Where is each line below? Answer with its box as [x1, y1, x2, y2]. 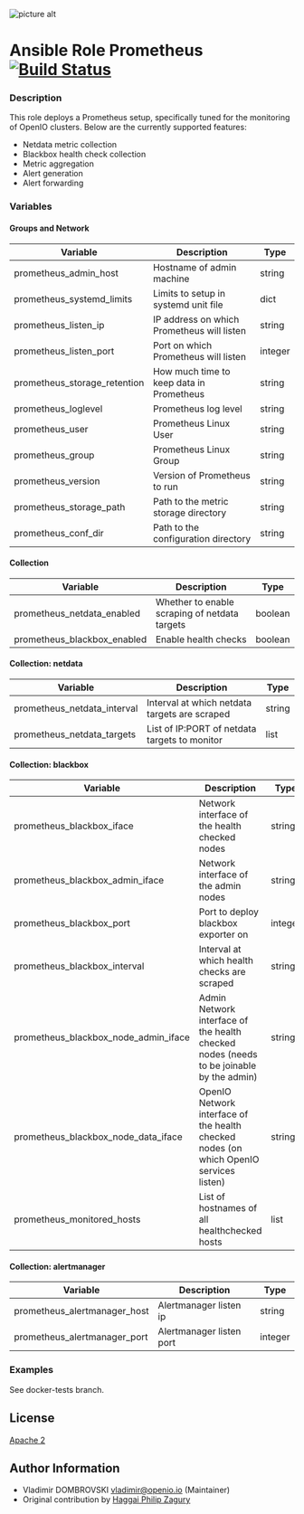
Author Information [9, 1461, 120, 1476]
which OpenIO [198, 1153, 260, 1166]
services [198, 1165, 235, 1178]
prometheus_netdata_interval [14, 702, 138, 714]
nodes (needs [198, 1048, 258, 1061]
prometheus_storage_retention [14, 376, 145, 389]
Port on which [152, 339, 213, 352]
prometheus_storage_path [14, 500, 126, 513]
